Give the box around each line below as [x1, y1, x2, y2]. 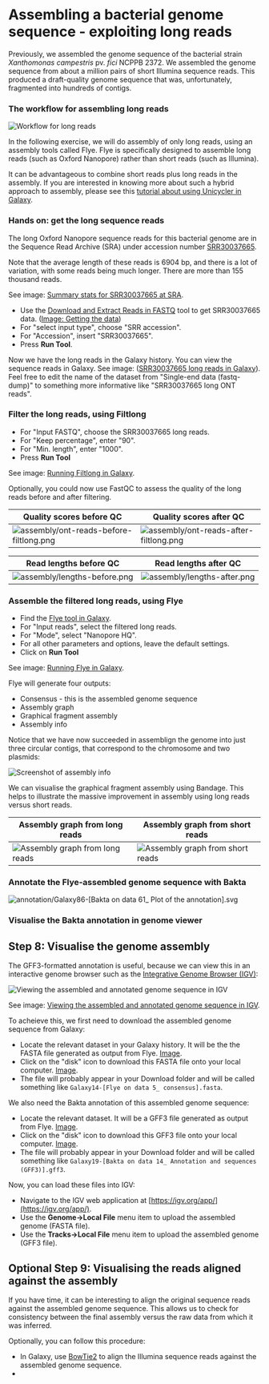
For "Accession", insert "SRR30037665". [19, 331, 154, 340]
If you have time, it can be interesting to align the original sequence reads [8, 1295, 251, 1305]
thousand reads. [8, 274, 62, 284]
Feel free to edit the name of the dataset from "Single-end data [8, 372, 216, 381]
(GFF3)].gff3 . [19, 1165, 66, 1174]
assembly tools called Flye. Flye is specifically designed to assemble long [8, 146, 251, 155]
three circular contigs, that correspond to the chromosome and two [8, 743, 231, 754]
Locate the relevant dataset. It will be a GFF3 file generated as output [19, 1113, 249, 1123]
